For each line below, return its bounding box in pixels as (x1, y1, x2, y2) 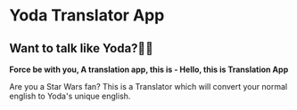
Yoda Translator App (9, 5, 165, 26)
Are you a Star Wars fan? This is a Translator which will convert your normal (9, 82, 288, 91)
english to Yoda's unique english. (9, 90, 131, 101)
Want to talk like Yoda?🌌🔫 (9, 41, 153, 56)
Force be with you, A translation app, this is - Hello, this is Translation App (9, 64, 289, 75)
